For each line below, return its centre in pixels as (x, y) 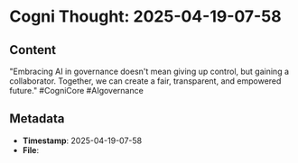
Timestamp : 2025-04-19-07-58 (82, 140)
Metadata (37, 119)
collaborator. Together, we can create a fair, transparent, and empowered (145, 81)
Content (33, 50)
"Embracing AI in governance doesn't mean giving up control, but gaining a (149, 71)
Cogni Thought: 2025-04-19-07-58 (145, 17)
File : (30, 149)
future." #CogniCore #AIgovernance (77, 91)
